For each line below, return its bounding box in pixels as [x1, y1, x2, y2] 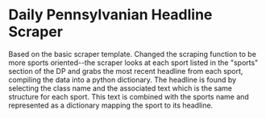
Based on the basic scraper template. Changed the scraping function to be [8, 49, 256, 59]
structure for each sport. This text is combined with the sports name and [8, 92, 250, 101]
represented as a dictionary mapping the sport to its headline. [8, 100, 214, 110]
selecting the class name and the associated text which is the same [8, 83, 232, 93]
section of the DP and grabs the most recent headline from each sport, [8, 66, 243, 75]
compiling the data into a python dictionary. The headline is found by [8, 75, 236, 84]
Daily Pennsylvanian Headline [8, 6, 213, 24]
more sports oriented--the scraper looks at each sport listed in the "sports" [8, 58, 259, 67]
